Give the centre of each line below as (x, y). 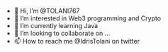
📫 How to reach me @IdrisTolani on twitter (77, 41)
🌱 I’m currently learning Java (56, 26)
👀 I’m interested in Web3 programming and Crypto (88, 18)
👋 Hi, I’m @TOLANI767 (47, 11)
